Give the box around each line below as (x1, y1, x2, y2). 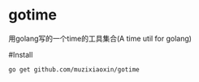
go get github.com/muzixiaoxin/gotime (8, 65, 140, 74)
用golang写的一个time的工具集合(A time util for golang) (8, 33, 193, 43)
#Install (8, 50, 33, 59)
